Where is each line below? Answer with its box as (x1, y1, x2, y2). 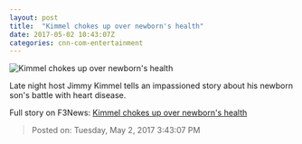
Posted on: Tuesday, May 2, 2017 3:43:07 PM (31, 125, 201, 136)
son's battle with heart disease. (9, 90, 127, 101)
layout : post (9, 13, 59, 22)
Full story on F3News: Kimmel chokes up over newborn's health (9, 107, 248, 118)
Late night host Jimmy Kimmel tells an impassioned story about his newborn (9, 80, 294, 91)
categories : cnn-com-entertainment (9, 38, 144, 48)
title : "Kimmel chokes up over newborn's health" (9, 22, 204, 31)
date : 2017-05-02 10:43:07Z (9, 30, 116, 39)
